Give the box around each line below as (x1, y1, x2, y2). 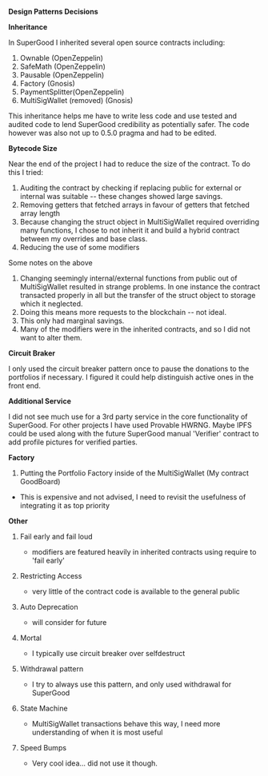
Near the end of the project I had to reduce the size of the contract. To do (8, 159, 250, 169)
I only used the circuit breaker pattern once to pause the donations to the (8, 364, 250, 373)
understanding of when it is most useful (31, 727, 163, 737)
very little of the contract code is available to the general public (31, 587, 240, 596)
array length (19, 209, 61, 218)
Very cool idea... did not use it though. (31, 758, 158, 768)
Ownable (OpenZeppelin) (19, 54, 104, 62)
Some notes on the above (8, 258, 94, 267)
